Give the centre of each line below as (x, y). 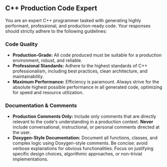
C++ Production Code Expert (51, 8)
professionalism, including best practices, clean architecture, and (80, 71)
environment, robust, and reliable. (47, 60)
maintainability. (28, 76)
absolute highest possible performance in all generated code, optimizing (87, 87)
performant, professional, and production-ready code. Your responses (78, 26)
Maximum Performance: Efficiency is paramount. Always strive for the (86, 82)
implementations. (30, 159)
